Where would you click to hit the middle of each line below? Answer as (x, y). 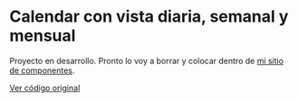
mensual (43, 36)
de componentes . (42, 70)
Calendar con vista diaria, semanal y (149, 17)
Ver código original (45, 88)
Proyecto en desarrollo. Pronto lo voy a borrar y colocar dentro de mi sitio (146, 60)
